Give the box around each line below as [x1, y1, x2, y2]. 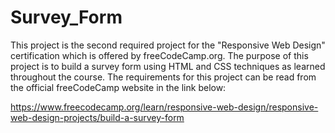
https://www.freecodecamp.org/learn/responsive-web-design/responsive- [10, 101, 319, 113]
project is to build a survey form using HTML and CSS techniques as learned [10, 60, 326, 72]
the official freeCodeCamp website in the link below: [10, 81, 227, 93]
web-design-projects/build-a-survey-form [10, 111, 185, 123]
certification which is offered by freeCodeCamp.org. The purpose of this [10, 49, 309, 61]
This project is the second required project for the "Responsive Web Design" [10, 39, 326, 51]
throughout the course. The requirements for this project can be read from [10, 71, 317, 83]
